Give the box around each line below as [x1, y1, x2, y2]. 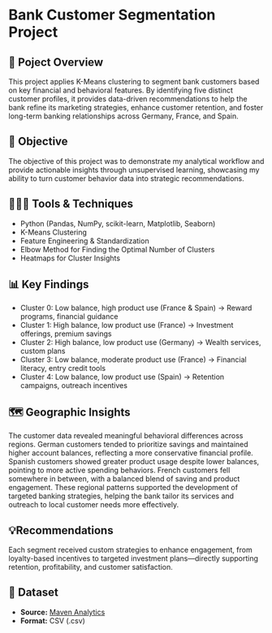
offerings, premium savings [19, 329, 112, 338]
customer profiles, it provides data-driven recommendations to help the [8, 94, 248, 103]
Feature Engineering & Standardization [19, 235, 149, 245]
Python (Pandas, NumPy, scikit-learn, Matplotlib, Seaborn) [19, 218, 216, 228]
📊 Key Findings [8, 278, 89, 291]
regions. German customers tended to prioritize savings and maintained [8, 440, 249, 450]
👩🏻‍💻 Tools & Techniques [8, 197, 134, 211]
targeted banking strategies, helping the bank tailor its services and [8, 491, 234, 501]
